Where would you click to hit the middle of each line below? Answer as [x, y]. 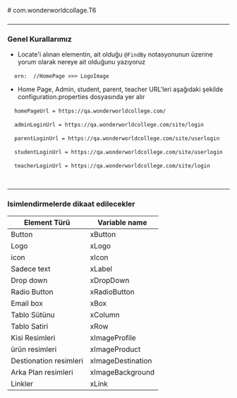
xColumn [105, 315]
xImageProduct [115, 349]
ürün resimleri [34, 349]
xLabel [101, 269]
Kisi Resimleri [33, 337]
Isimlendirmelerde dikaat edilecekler [71, 204]
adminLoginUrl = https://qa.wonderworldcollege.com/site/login [109, 125]
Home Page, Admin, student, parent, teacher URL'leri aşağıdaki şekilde [120, 89]
